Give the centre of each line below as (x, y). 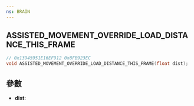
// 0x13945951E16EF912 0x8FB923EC (49, 58)
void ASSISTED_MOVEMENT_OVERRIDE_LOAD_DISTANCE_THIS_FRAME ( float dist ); (97, 64)
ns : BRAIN (18, 11)
